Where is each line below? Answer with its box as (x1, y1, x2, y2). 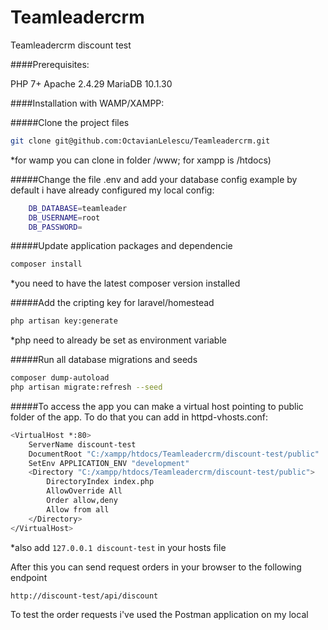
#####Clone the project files (10, 116, 130, 128)
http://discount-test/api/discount (10, 591, 159, 601)
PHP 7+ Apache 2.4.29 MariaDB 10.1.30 (10, 77, 173, 90)
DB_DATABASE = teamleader (28, 203, 128, 213)
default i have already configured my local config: (10, 184, 215, 196)
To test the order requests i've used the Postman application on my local (10, 609, 309, 621)
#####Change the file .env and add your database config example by (10, 173, 298, 185)
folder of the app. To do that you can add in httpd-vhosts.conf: (10, 411, 269, 423)
